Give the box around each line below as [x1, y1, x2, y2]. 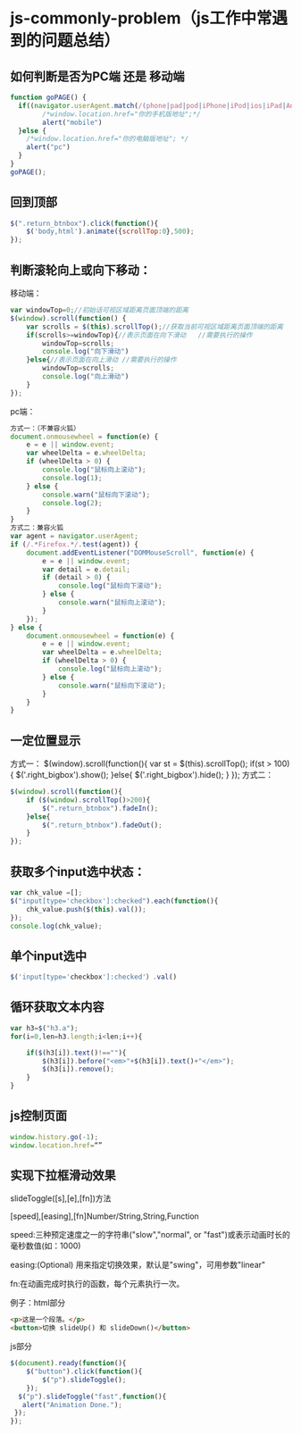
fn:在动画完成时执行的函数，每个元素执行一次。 [10, 1279, 185, 1289]
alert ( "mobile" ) [42, 118, 103, 127]
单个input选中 [10, 948, 88, 963]
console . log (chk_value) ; [10, 921, 103, 930]
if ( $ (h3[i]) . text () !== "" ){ [26, 1048, 127, 1057]
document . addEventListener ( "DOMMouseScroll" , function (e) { [26, 548, 255, 557]
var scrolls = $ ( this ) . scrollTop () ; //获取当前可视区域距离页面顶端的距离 [26, 322, 284, 331]
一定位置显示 [10, 733, 81, 748]
